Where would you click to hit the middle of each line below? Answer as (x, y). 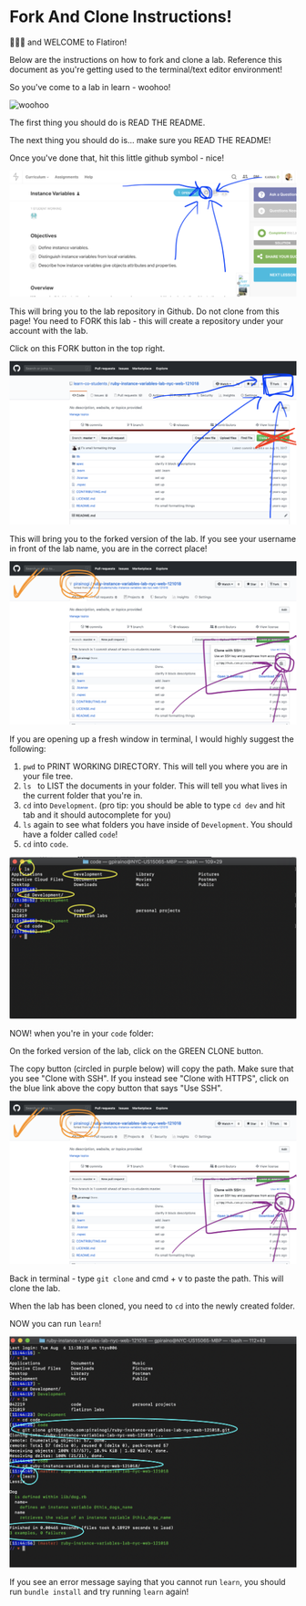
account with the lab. (49, 330)
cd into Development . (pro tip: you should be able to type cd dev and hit (153, 805)
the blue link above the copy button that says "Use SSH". (116, 1089)
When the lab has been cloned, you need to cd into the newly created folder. (153, 1306)
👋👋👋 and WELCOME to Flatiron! (68, 42)
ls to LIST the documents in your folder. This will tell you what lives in (155, 786)
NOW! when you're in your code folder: (82, 1034)
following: (28, 748)
